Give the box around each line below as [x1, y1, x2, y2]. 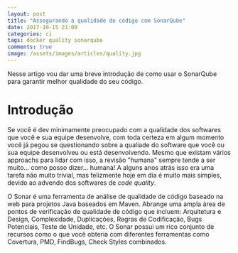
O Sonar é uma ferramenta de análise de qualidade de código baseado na [7, 192, 224, 200]
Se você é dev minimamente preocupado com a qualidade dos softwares [7, 125, 222, 134]
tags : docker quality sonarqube [7, 37, 103, 44]
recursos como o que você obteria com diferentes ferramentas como [7, 230, 210, 238]
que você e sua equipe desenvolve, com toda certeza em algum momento [7, 133, 225, 141]
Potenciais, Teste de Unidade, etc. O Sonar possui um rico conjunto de [7, 222, 215, 231]
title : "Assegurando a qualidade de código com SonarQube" [7, 17, 186, 24]
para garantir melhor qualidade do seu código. [7, 77, 144, 85]
